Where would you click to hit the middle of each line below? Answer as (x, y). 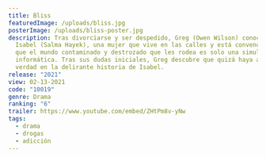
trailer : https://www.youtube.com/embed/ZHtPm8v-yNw (97, 112)
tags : (17, 119)
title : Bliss (30, 15)
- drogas (30, 133)
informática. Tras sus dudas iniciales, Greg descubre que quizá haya (134, 60)
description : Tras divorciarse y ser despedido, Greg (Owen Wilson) (123, 38)
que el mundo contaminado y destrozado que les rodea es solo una (127, 52)
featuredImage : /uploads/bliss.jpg (67, 23)
